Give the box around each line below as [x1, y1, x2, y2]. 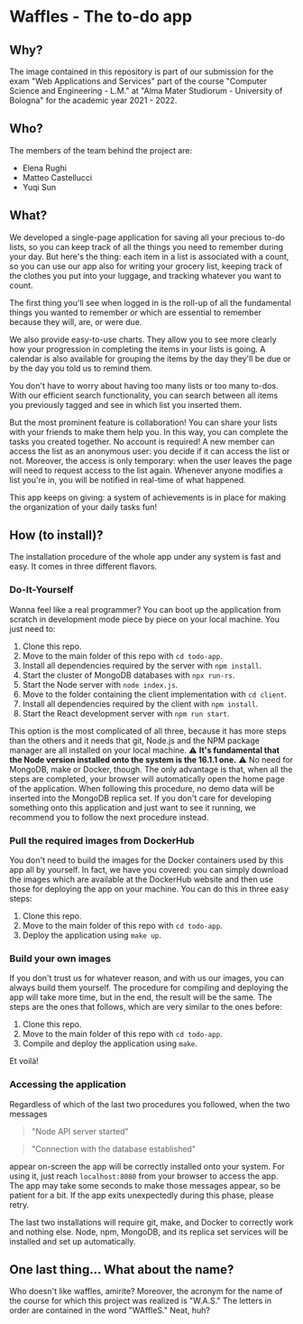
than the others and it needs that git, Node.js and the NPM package [9, 735, 260, 745]
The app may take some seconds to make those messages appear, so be [9, 1180, 281, 1190]
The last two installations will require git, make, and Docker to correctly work [9, 1217, 294, 1227]
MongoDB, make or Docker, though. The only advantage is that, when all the [9, 764, 293, 774]
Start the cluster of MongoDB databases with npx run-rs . [22, 670, 235, 681]
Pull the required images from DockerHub [9, 834, 196, 847]
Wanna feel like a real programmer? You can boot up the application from [9, 604, 281, 615]
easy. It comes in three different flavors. [9, 561, 158, 572]
